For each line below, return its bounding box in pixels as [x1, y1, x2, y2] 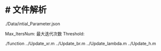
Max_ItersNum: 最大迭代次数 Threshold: [5, 31, 85, 36]
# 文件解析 [5, 4, 47, 16]
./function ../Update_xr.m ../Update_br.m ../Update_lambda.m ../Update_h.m [5, 40, 156, 46]
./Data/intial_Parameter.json [5, 20, 61, 27]
